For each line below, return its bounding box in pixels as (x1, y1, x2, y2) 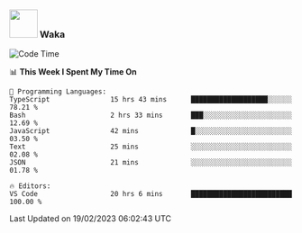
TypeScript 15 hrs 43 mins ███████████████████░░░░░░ (9, 95, 293, 104)
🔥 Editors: (9, 182, 51, 191)
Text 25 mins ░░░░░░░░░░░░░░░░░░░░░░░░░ (9, 142, 293, 152)
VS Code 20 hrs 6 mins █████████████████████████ (9, 190, 293, 199)
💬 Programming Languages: (9, 87, 106, 96)
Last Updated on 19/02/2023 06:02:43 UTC (9, 213, 171, 224)
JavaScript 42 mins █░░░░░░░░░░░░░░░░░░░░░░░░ (9, 127, 293, 136)
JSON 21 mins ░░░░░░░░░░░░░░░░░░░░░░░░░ (9, 158, 293, 167)
